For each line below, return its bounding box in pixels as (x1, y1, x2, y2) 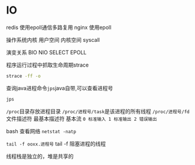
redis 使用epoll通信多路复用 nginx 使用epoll (6, 24, 112, 31)
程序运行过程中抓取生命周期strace (6, 61, 89, 68)
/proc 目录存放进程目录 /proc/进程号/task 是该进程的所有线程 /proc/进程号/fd (6, 107, 190, 115)
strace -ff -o (6, 73, 41, 79)
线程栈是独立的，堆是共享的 (6, 153, 74, 160)
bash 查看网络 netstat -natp (6, 127, 77, 134)
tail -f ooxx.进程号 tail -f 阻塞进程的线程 (6, 140, 106, 147)
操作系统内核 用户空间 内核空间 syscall (6, 36, 100, 43)
